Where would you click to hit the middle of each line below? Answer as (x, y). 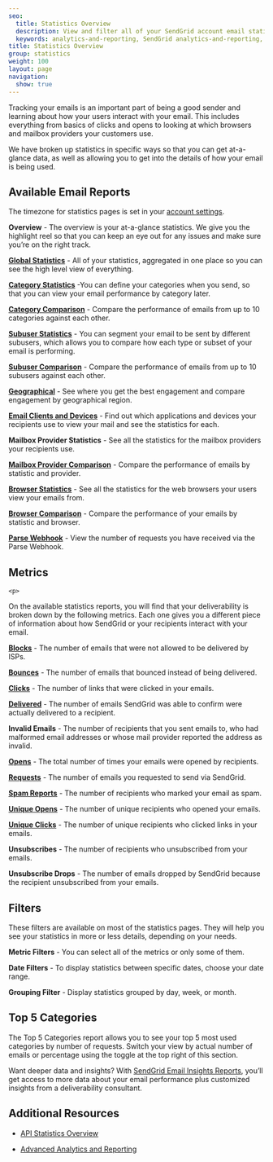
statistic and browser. (44, 522)
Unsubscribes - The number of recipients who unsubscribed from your (128, 849)
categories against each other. (59, 318)
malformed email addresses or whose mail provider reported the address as (135, 737)
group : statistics (39, 54)
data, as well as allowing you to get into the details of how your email (148, 158)
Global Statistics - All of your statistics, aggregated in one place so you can (135, 261)
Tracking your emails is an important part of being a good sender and (125, 108)
